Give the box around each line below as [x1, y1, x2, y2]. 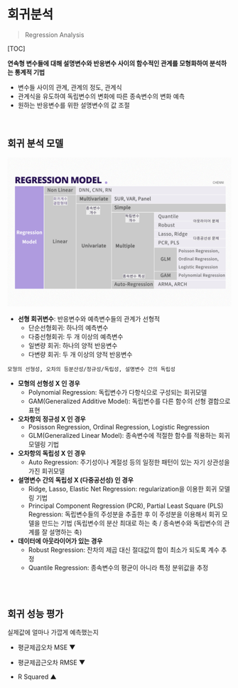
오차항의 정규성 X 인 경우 [17, 415, 87, 424]
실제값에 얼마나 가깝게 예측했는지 [7, 628, 99, 637]
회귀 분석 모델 [7, 137, 64, 150]
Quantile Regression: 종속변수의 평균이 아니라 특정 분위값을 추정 [28, 563, 209, 572]
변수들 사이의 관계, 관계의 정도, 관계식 [17, 83, 122, 91]
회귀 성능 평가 [7, 608, 64, 620]
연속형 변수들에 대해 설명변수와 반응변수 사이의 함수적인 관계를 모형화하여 [7, 58, 208, 68]
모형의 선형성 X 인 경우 [17, 379, 80, 388]
